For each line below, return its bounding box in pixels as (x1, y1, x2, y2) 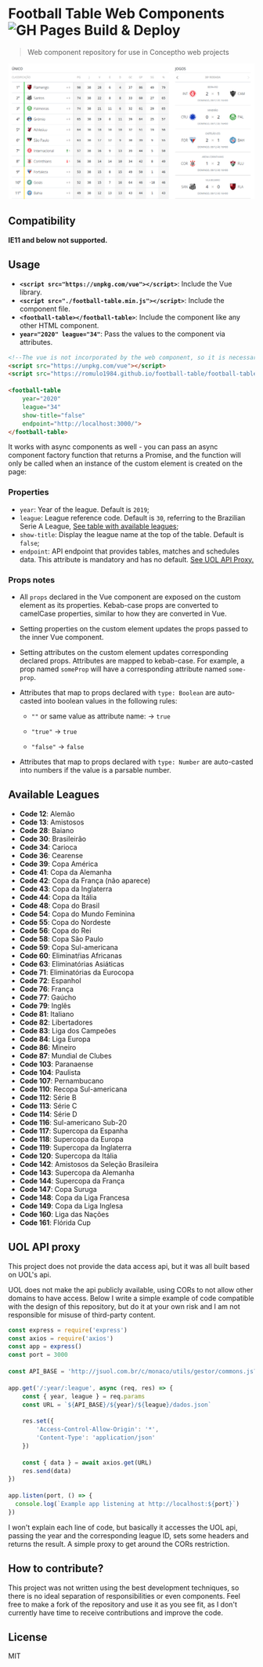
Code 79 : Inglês (19, 1000, 71, 1010)
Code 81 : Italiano (19, 1009, 74, 1018)
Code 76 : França (19, 984, 74, 993)
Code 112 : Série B (19, 1092, 77, 1102)
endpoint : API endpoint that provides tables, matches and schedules (19, 547, 240, 556)
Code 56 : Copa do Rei (19, 926, 92, 935)
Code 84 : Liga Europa (19, 1034, 92, 1044)
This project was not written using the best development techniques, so (8, 1583, 240, 1592)
